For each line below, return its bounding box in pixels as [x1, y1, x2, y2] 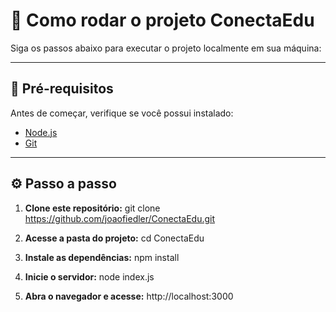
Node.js [24, 126, 58, 138]
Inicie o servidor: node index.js [24, 270, 155, 283]
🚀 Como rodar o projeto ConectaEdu [10, 9, 315, 32]
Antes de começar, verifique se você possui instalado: [10, 107, 234, 119]
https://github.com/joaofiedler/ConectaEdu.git [24, 212, 216, 224]
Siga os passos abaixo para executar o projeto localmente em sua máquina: [10, 42, 322, 54]
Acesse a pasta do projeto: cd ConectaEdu [24, 232, 205, 244]
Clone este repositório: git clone [24, 202, 161, 214]
